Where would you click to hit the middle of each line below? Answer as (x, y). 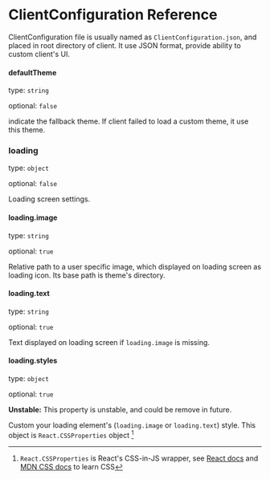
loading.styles (33, 361)
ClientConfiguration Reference (113, 15)
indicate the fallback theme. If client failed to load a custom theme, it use (129, 121)
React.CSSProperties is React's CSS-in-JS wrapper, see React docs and (139, 458)
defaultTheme (33, 72)
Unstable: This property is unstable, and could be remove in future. (120, 410)
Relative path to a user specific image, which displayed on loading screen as (135, 266)
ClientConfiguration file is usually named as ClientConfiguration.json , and (133, 37)
